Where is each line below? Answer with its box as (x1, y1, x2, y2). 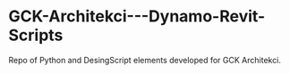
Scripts (8, 25, 64, 45)
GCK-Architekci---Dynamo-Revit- (8, 6, 266, 27)
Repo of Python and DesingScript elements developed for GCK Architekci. (8, 54, 281, 65)
